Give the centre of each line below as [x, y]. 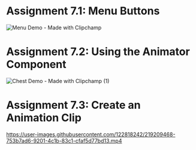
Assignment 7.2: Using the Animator [98, 52]
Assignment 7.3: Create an [73, 105]
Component [37, 65]
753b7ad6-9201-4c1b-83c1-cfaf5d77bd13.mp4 [64, 140]
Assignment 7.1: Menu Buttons [83, 11]
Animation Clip [44, 118]
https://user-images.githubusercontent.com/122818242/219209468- [91, 134]
